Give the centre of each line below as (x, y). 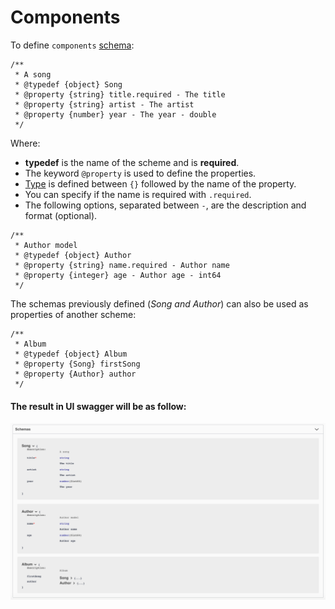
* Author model (46, 245)
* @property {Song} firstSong (77, 364)
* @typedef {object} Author (73, 255)
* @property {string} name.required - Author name (122, 265)
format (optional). (61, 215)
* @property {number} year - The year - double (115, 114)
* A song (33, 74)
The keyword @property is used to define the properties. (140, 173)
